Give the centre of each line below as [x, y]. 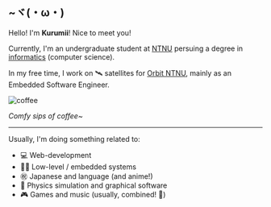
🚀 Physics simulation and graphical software [94, 185]
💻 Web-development [56, 155]
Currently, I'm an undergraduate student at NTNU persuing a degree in [126, 48]
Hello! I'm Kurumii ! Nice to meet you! [70, 32]
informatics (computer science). [62, 56]
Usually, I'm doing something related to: [75, 139]
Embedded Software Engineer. [59, 85]
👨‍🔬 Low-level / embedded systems [78, 167]
